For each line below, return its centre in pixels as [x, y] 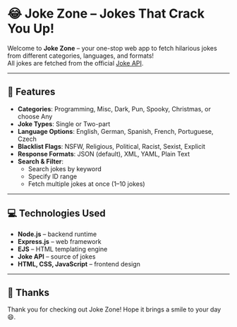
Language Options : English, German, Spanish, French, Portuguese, [115, 131]
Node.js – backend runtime [57, 234]
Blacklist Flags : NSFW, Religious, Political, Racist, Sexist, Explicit [111, 146]
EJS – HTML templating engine [62, 249]
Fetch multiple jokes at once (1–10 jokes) [87, 184]
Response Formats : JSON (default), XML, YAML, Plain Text [104, 154]
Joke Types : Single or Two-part [64, 124]
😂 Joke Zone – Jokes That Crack [106, 14]
